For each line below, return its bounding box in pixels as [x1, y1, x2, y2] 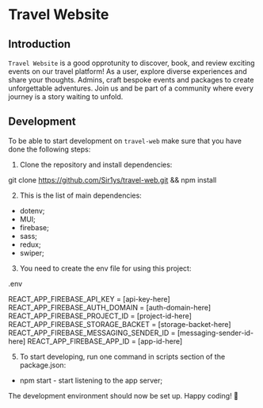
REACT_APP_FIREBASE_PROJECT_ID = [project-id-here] [8, 311, 192, 321]
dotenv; [19, 206, 45, 215]
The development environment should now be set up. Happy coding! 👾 [8, 391, 239, 400]
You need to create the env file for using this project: [19, 264, 192, 273]
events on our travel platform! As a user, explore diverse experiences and [8, 67, 247, 76]
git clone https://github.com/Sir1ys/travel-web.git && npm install [8, 175, 217, 184]
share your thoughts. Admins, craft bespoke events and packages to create [8, 75, 254, 84]
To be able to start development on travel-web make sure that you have [8, 136, 242, 145]
